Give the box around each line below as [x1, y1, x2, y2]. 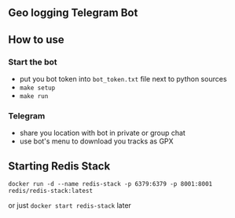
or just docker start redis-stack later [8, 201, 132, 210]
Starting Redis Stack [8, 159, 111, 173]
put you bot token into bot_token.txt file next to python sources [19, 74, 227, 84]
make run [19, 93, 49, 100]
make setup [19, 84, 56, 93]
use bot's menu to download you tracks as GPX [19, 136, 174, 146]
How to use [8, 33, 64, 46]
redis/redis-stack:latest [8, 187, 93, 195]
